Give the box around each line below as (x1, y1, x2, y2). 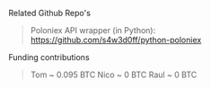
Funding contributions (8, 52, 91, 62)
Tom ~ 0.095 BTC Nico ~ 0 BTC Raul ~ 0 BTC (30, 69, 198, 80)
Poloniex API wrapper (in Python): (30, 25, 156, 35)
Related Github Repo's (8, 8, 92, 18)
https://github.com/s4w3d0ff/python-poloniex (30, 35, 202, 45)
